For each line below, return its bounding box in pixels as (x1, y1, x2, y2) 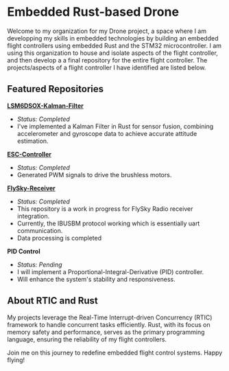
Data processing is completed (16, 234, 102, 242)
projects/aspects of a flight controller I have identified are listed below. (7, 63, 206, 71)
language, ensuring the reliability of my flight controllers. (7, 335, 167, 344)
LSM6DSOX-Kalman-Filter (7, 101, 84, 110)
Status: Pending (16, 260, 63, 269)
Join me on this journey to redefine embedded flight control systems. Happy (7, 348, 223, 357)
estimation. (16, 137, 49, 145)
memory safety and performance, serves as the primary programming (7, 328, 205, 336)
